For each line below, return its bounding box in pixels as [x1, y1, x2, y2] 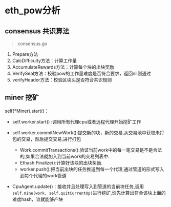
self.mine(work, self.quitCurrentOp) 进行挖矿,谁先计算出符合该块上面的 [12, 190, 166, 196]
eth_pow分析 [5, 5, 60, 16]
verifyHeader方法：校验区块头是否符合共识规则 [12, 77, 112, 82]
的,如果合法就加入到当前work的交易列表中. [19, 153, 110, 159]
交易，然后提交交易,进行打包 [21, 136, 81, 142]
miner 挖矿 [5, 93, 39, 102]
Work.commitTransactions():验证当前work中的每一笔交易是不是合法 [19, 147, 162, 153]
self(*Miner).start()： [5, 108, 49, 114]
